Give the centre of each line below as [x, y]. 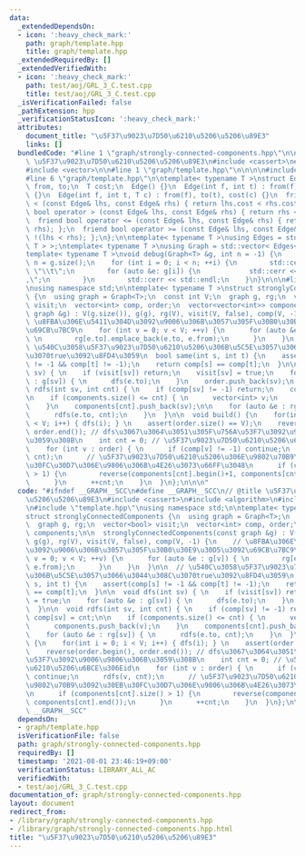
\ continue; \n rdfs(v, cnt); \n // [111, 677]
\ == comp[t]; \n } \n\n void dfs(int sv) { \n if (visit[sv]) [154, 592]
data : [20, 18]
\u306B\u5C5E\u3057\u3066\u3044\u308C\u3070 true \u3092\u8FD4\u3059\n [160, 575]
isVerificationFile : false [69, 736]
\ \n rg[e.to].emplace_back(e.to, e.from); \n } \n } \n [160, 339]
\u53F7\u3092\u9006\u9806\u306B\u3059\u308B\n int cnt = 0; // [154, 660]
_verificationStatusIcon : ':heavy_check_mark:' [109, 119]
